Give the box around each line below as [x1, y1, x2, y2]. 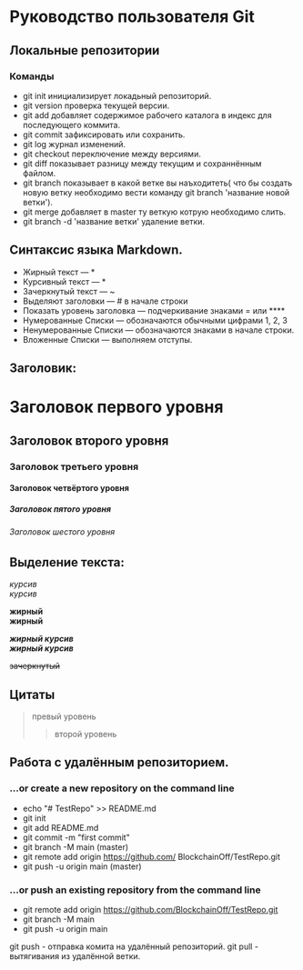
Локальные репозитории [9, 43, 160, 58]
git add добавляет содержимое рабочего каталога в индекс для [22, 109, 272, 120]
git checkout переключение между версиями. [22, 148, 202, 159]
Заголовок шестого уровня [9, 526, 116, 537]
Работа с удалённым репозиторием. [9, 755, 229, 770]
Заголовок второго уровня [9, 433, 169, 448]
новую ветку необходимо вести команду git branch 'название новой [22, 186, 290, 197]
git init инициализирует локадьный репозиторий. [22, 90, 212, 101]
